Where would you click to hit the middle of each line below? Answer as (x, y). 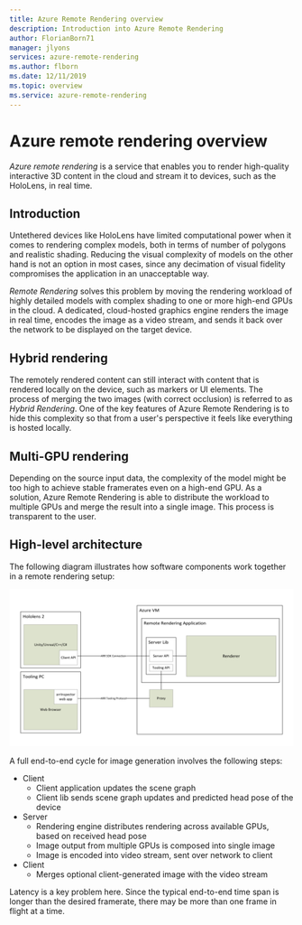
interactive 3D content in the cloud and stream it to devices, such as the (143, 175)
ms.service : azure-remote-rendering (78, 95)
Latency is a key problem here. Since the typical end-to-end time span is (144, 892)
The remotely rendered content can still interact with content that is (134, 380)
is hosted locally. (41, 428)
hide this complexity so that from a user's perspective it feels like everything (151, 418)
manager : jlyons (40, 48)
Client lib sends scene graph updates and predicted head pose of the (165, 798)
